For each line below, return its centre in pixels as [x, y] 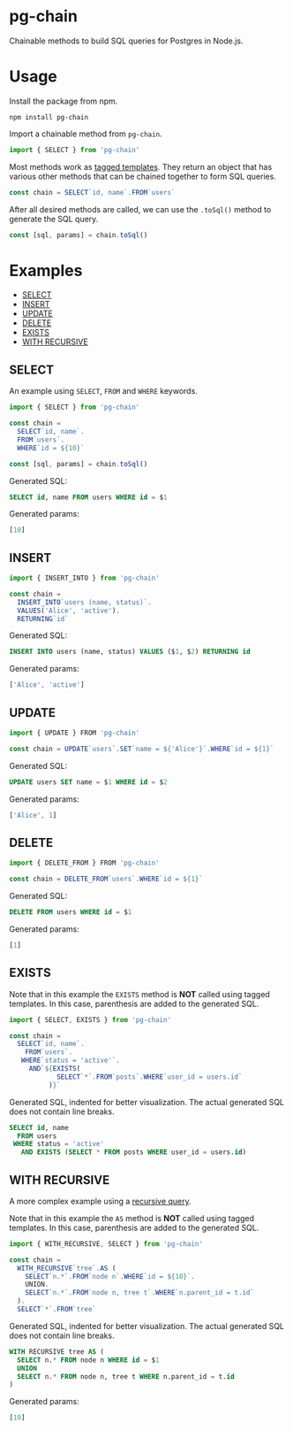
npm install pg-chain [49, 117]
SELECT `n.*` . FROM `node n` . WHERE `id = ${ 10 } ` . [110, 1276]
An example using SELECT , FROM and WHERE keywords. [104, 391]
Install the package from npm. [64, 101]
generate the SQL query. [54, 219]
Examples [46, 270]
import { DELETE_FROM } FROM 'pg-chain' [85, 863]
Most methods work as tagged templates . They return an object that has [141, 166]
